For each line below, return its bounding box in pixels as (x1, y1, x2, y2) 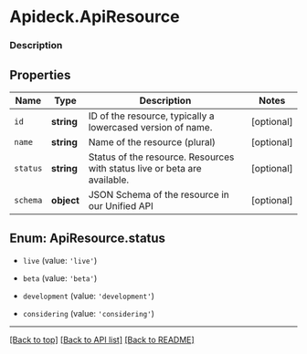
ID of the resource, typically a (88, 109, 215, 122)
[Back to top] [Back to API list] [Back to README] (9, 334, 195, 345)
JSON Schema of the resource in (88, 188, 230, 201)
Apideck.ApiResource (9, 6, 180, 27)
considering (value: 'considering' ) (22, 307, 155, 318)
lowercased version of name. (88, 120, 213, 133)
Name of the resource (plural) (88, 135, 217, 148)
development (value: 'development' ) (22, 290, 155, 301)
